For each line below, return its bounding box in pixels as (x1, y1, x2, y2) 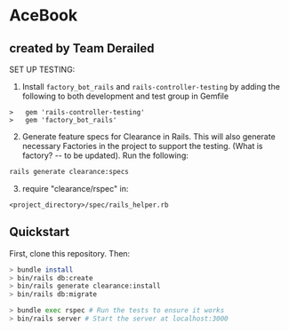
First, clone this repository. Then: (9, 248, 131, 258)
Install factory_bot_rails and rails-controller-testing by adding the (21, 82, 280, 91)
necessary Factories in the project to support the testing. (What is (21, 141, 263, 151)
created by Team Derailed (9, 41, 155, 56)
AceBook (9, 5, 78, 26)
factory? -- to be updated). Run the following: (21, 150, 189, 161)
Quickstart (9, 225, 70, 240)
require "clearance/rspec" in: (21, 183, 129, 193)
